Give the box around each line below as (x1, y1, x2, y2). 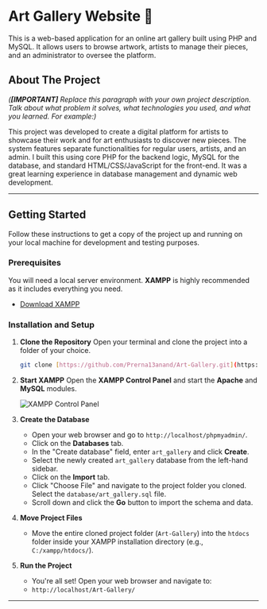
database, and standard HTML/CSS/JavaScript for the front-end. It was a (8, 161, 248, 170)
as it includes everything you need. (8, 284, 123, 293)
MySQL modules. (19, 384, 77, 394)
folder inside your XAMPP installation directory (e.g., (31, 537, 204, 547)
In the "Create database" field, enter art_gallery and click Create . (31, 447, 250, 456)
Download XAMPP (19, 299, 80, 308)
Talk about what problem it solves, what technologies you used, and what (8, 103, 251, 112)
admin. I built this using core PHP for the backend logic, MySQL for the (8, 152, 240, 161)
